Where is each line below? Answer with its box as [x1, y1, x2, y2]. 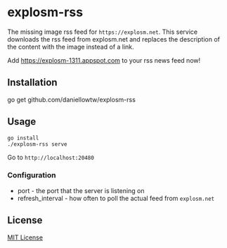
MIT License [7, 233, 44, 242]
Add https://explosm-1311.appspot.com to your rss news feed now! [7, 56, 201, 64]
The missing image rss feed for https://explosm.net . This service [7, 27, 198, 36]
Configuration [7, 170, 56, 180]
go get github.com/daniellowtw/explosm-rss [7, 95, 136, 104]
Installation [7, 77, 58, 89]
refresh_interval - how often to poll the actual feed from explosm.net [17, 194, 215, 202]
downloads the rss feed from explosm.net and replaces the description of [7, 35, 220, 43]
